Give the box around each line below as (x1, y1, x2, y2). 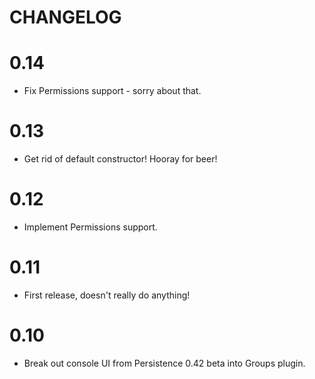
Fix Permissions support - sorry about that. (23, 85, 202, 97)
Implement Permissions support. (23, 221, 158, 233)
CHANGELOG (9, 6, 122, 29)
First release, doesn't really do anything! (23, 289, 191, 301)
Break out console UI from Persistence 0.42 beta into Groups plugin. (23, 357, 306, 369)
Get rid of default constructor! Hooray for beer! (23, 153, 218, 165)
